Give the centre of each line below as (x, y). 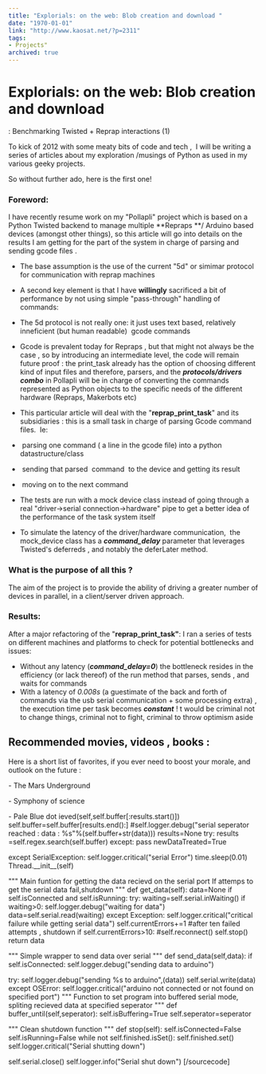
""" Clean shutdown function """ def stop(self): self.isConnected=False (125, 1029)
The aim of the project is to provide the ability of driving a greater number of (133, 588)
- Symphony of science (47, 801)
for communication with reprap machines (87, 275)
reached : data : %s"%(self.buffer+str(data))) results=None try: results (123, 833)
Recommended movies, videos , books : (109, 742)
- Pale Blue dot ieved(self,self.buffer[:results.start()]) (94, 816)
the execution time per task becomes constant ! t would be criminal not (137, 708)
